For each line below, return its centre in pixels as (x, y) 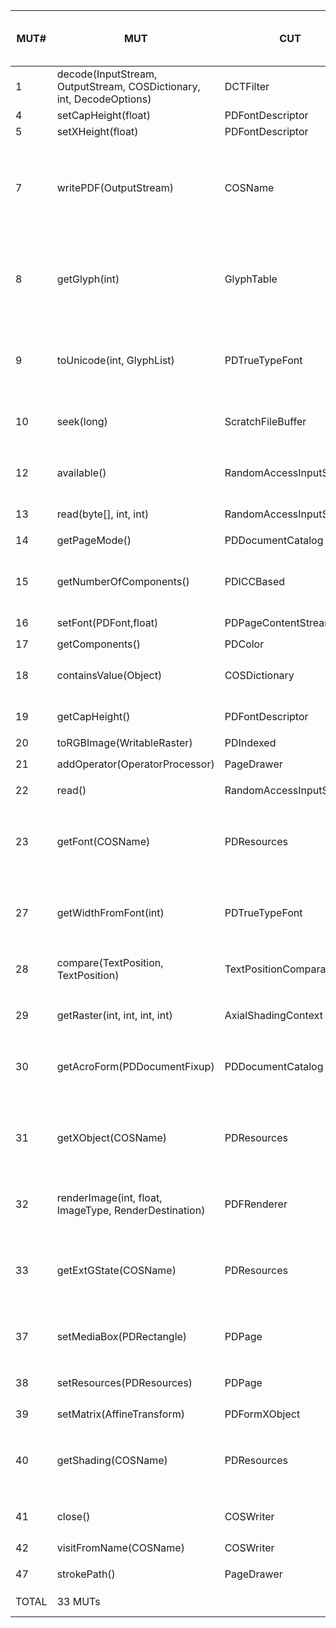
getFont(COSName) (103, 841)
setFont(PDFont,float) (107, 622)
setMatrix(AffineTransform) (120, 1414)
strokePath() (86, 1574)
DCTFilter (247, 86)
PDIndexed (250, 742)
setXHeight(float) (97, 131)
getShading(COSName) (112, 1460)
